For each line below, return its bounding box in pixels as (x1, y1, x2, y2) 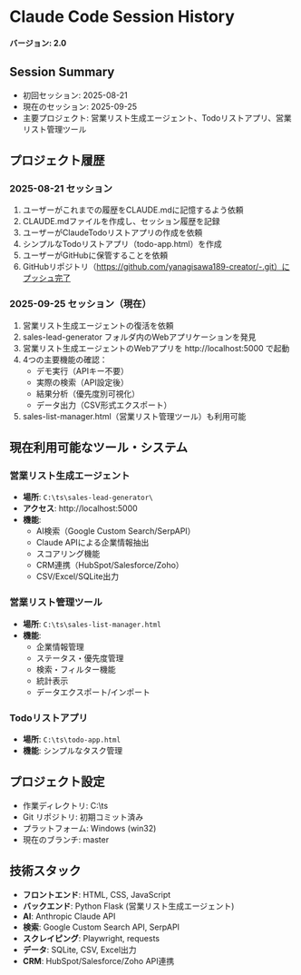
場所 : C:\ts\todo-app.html (22, 734, 121, 745)
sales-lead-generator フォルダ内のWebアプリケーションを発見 (22, 331, 257, 342)
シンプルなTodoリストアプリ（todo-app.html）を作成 (22, 239, 222, 250)
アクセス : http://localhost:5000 (22, 503, 138, 514)
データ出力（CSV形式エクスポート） (35, 399, 172, 410)
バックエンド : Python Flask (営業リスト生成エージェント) (22, 901, 235, 911)
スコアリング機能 (35, 548, 101, 559)
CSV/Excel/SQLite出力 (35, 571, 120, 582)
